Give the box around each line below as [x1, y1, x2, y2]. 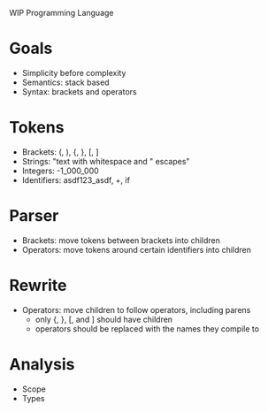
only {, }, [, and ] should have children [34, 314, 173, 324]
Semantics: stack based [21, 77, 110, 88]
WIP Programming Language [9, 8, 114, 18]
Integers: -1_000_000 [21, 165, 99, 176]
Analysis [9, 354, 75, 374]
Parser [9, 206, 59, 226]
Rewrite [9, 276, 67, 295]
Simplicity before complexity [21, 67, 126, 78]
